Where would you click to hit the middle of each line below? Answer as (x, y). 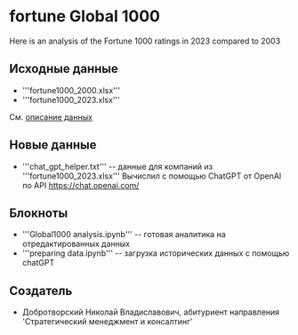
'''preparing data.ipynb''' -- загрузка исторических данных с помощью (156, 253)
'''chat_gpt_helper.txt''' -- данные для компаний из (117, 166)
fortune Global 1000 (85, 16)
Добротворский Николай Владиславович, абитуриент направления (151, 312)
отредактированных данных (76, 244)
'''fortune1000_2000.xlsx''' (71, 90)
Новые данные (53, 145)
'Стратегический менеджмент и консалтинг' (107, 322)
